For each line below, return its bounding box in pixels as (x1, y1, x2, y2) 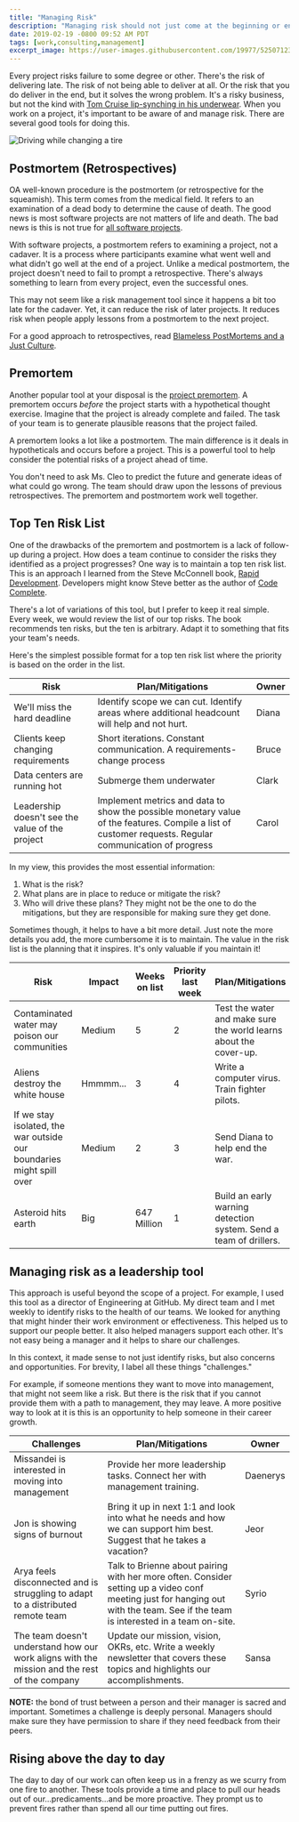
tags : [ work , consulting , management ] (9, 37, 145, 47)
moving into (13, 1475, 63, 1487)
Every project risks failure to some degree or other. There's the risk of (9, 70, 265, 81)
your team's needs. (9, 633, 80, 643)
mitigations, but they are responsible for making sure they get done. (21, 907, 271, 917)
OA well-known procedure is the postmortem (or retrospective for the (9, 184, 264, 195)
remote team (13, 1609, 67, 1622)
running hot (13, 779, 62, 792)
